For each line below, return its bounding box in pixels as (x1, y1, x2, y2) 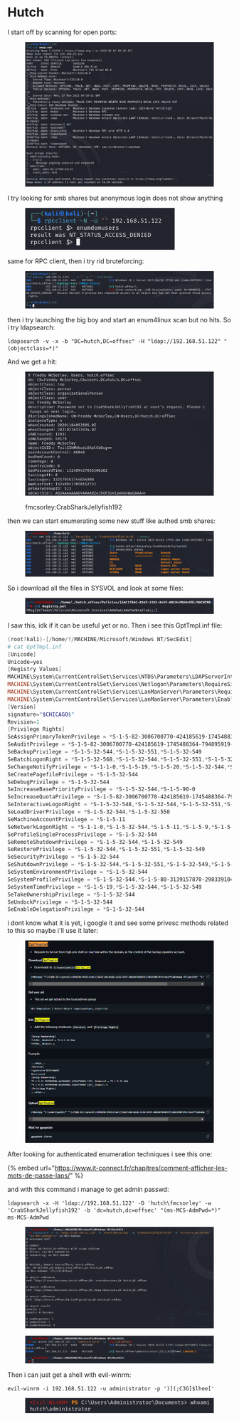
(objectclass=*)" (7, 345, 59, 352)
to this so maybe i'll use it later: (7, 926, 98, 935)
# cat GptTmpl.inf (7, 643, 62, 650)
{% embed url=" (7, 1164, 55, 1173)
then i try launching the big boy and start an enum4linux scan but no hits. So (7, 316, 231, 324)
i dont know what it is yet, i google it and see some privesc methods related (7, 919, 229, 927)
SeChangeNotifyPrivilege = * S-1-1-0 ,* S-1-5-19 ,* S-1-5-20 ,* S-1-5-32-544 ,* (7, 763, 231, 771)
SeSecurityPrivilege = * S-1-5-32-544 (7, 853, 119, 861)
